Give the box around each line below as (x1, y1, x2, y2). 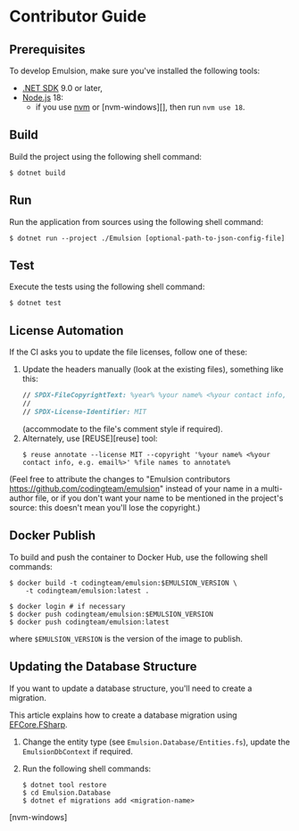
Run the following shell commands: (21, 763, 152, 774)
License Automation (9, 323, 124, 338)
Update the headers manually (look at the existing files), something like (21, 364, 284, 375)
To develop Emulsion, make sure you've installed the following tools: (9, 65, 261, 76)
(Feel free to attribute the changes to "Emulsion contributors (9, 473, 230, 484)
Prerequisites (9, 42, 86, 57)
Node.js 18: (21, 92, 64, 103)
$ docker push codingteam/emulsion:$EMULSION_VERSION (9, 610, 214, 619)
